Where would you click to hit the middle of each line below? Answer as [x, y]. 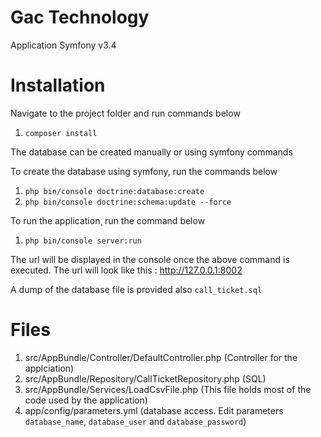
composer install [61, 133]
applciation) [49, 368]
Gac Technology [80, 17]
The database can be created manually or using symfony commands [151, 152]
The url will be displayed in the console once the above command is [150, 259]
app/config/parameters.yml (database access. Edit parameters [154, 410]
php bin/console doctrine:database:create [114, 191]
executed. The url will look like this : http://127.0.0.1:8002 [126, 270]
